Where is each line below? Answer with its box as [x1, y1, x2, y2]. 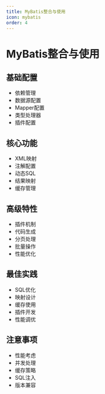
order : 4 [6, 20, 28, 26]
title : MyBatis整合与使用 [6, 8, 66, 15]
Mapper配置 [14, 104, 44, 112]
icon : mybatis [6, 14, 42, 20]
